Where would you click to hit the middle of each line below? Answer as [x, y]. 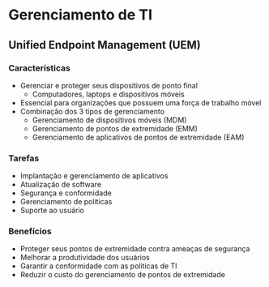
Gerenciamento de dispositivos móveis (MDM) [109, 120]
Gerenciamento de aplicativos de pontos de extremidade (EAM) [138, 137]
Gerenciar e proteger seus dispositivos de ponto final [109, 85]
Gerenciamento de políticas [66, 202]
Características [39, 68]
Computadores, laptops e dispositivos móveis [108, 94]
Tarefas [24, 158]
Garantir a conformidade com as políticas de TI [98, 266]
